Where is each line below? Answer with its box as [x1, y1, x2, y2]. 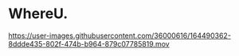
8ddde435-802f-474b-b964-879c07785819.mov [8, 39, 170, 48]
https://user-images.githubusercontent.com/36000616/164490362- [8, 31, 231, 40]
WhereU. [8, 5, 69, 23]
